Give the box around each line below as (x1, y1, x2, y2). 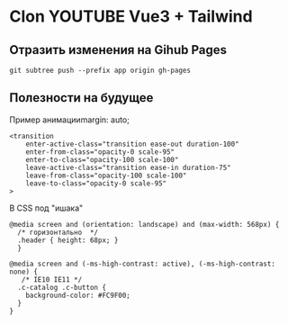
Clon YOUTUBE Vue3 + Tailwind (9, 6, 254, 27)
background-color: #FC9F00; (25, 291, 130, 300)
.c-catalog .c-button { (17, 283, 106, 292)
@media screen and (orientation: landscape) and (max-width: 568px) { (9, 220, 280, 229)
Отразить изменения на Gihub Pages (9, 42, 228, 58)
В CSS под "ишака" (9, 202, 84, 213)
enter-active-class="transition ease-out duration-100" (25, 139, 240, 148)
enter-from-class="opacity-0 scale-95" (25, 147, 175, 157)
